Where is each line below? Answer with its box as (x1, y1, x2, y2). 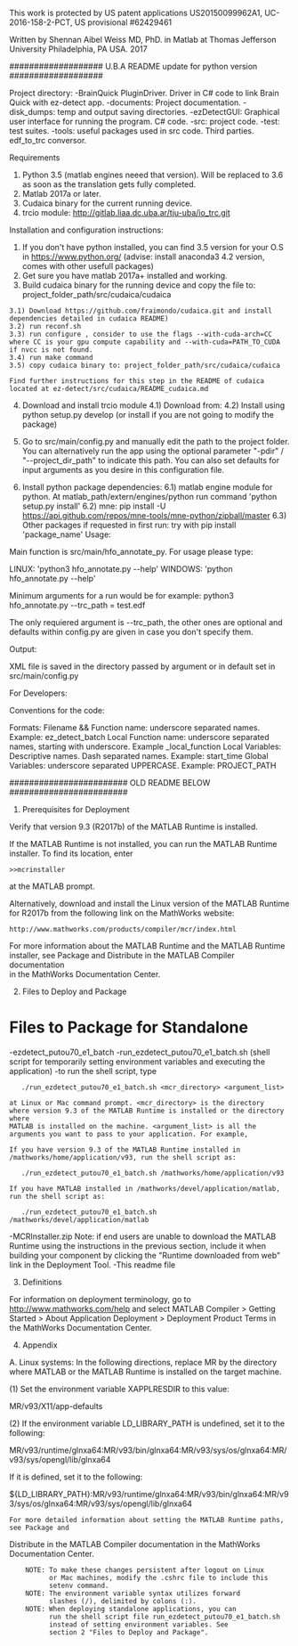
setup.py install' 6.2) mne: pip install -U (21, 501, 166, 511)
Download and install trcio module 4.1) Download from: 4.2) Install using (21, 400, 286, 411)
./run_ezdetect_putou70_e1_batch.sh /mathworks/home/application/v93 (20, 1169, 285, 1177)
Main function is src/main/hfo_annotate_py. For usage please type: (9, 547, 254, 557)
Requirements (9, 152, 60, 163)
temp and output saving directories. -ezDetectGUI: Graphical (57, 107, 280, 117)
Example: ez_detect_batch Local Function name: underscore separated (9, 732, 270, 742)
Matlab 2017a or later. (21, 189, 101, 199)
